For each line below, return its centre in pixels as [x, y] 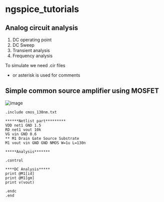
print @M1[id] [20, 173]
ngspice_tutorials [42, 9]
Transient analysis [31, 50]
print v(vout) [20, 182]
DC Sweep [23, 45]
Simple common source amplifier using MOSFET [82, 91]
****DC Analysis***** [28, 169]
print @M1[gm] [20, 178]
